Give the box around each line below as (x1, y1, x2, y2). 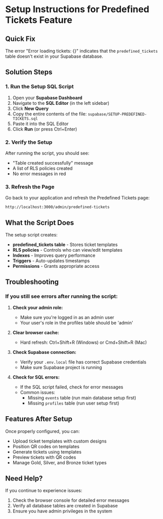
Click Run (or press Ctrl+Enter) (12, 126, 77, 132)
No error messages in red (12, 171, 66, 177)
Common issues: (20, 389, 56, 395)
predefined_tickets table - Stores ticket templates (12, 242, 118, 248)
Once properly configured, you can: (5, 428, 80, 434)
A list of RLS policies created (12, 165, 73, 171)
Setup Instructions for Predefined (5, 4, 149, 15)
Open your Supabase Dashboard (12, 95, 83, 101)
